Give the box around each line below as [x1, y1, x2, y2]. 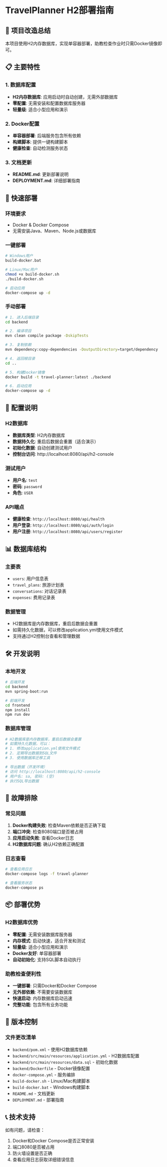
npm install [5, 707, 30, 712]
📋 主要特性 [5, 63, 41, 71]
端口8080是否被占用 [12, 1144, 55, 1150]
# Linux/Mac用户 [5, 267, 38, 272]
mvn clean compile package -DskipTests [5, 333, 89, 339]
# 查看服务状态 [5, 881, 33, 886]
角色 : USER [12, 490, 34, 496]
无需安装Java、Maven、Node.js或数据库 [12, 227, 96, 234]
